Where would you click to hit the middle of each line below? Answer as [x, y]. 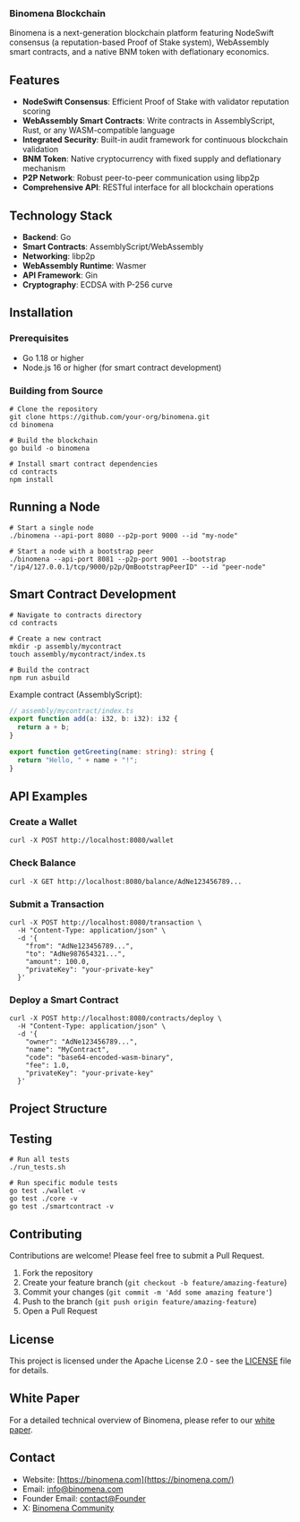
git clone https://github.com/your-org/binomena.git [110, 417]
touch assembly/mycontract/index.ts [77, 654]
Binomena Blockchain [57, 13]
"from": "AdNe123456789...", [80, 946]
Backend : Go [47, 236]
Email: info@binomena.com [73, 1489]
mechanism [43, 168]
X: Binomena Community [68, 1508]
